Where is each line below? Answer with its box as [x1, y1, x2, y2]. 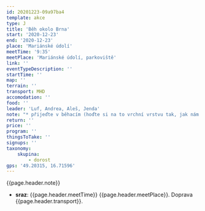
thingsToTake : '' [6, 134, 51, 141]
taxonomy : [6, 145, 32, 152]
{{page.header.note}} [6, 179, 60, 187]
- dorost [28, 157, 51, 163]
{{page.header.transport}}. [15, 198, 83, 205]
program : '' [6, 128, 37, 135]
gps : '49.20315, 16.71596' [6, 163, 75, 169]
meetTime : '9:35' [6, 49, 51, 55]
